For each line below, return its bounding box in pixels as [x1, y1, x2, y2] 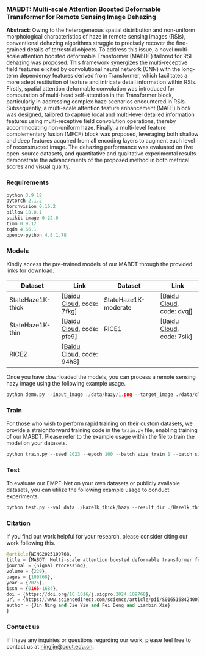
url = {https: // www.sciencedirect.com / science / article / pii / [6, 597, 163, 603]
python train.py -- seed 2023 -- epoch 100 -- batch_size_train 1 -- [6, 452, 179, 458]
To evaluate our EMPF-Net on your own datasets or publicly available [6, 480, 181, 487]
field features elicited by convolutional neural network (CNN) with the [6, 65, 181, 73]
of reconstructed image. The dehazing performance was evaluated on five [6, 143, 193, 151]
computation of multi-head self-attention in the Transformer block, [6, 91, 174, 99]
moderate [103, 303, 132, 311]
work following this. [6, 539, 56, 546]
